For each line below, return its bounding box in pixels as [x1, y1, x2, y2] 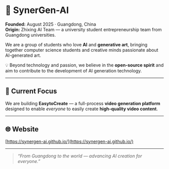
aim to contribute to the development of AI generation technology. [5, 67, 142, 73]
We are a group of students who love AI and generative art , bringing [5, 41, 147, 47]
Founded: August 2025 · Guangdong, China [5, 21, 97, 27]
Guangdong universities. [5, 32, 56, 38]
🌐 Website [5, 125, 39, 134]
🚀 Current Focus [5, 87, 57, 96]
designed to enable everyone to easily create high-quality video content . [5, 106, 158, 112]
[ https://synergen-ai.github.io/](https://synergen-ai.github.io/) [5, 138, 134, 144]
